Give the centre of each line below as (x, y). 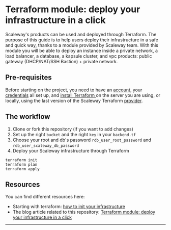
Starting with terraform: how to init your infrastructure (69, 207)
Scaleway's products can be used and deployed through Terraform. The (81, 34)
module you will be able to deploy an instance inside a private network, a (82, 50)
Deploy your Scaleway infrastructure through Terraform (71, 150)
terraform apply (22, 169)
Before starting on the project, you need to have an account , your (74, 90)
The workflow (28, 117)
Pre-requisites (28, 78)
